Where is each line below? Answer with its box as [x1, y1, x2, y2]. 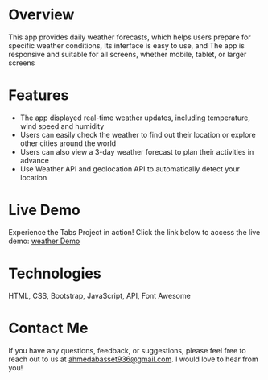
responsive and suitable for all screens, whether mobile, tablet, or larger [8, 49, 247, 59]
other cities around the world [19, 138, 117, 148]
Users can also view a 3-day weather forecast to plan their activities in [19, 147, 254, 156]
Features [8, 86, 69, 105]
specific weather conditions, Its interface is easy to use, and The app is [8, 40, 245, 50]
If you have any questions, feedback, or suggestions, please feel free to [8, 345, 247, 355]
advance [19, 155, 50, 165]
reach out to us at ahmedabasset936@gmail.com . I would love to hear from [8, 354, 259, 364]
